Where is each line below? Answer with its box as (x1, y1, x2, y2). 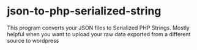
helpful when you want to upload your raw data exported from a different (7, 30, 191, 37)
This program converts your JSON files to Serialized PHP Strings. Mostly (7, 24, 190, 31)
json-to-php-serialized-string (7, 4, 162, 18)
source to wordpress (7, 37, 59, 44)
